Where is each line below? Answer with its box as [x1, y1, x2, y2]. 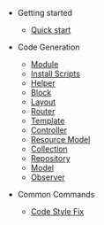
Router [30, 106, 56, 116]
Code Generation [17, 42, 80, 52]
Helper [30, 78, 56, 88]
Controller [30, 125, 68, 136]
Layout [30, 97, 56, 107]
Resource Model [30, 135, 91, 144]
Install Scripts [30, 68, 81, 79]
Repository [30, 153, 71, 163]
